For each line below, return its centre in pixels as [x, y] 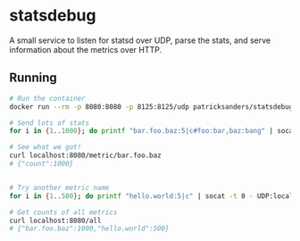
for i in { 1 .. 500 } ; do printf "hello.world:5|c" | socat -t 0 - [131, 196]
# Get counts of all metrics [63, 212]
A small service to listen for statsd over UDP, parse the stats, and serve [140, 40]
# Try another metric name [59, 187]
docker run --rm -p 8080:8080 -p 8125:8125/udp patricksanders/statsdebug [151, 107]
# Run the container [48, 98]
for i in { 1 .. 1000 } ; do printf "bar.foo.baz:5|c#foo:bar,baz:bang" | [142, 131]
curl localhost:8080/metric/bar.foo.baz [86, 156]
